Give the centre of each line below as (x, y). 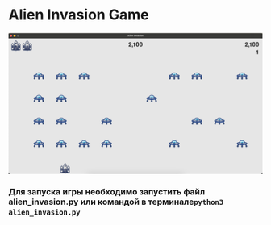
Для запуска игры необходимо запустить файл (107, 192)
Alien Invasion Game (79, 15)
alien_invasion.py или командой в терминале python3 (116, 202)
